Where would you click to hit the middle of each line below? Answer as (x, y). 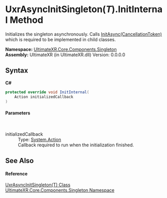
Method (27, 20)
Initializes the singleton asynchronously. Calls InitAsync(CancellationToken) (83, 34)
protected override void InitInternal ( (47, 92)
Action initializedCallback (44, 97)
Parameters (18, 113)
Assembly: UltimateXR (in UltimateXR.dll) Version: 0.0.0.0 (65, 55)
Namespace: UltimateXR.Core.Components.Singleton (61, 49)
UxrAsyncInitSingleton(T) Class (38, 185)
